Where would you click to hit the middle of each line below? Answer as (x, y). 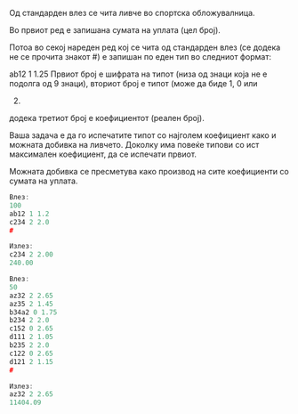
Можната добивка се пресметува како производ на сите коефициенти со (149, 171)
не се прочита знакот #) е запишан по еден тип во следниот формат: (140, 57)
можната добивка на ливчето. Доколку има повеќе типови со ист (134, 145)
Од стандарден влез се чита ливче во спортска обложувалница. (132, 13)
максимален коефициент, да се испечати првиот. (103, 154)
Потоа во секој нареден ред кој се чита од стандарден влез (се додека (145, 47)
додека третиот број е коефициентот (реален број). (107, 118)
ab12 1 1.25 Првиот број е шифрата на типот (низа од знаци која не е (138, 74)
